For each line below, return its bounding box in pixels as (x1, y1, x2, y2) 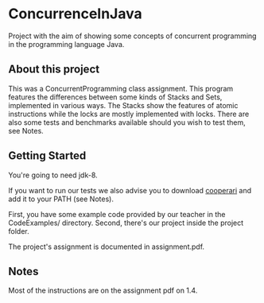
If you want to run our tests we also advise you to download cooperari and (8, 185, 252, 195)
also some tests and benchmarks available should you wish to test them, (8, 117, 246, 127)
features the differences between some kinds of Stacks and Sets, (8, 92, 223, 102)
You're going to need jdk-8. (8, 170, 98, 180)
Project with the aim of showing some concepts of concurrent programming (8, 31, 257, 41)
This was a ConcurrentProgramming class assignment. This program (8, 84, 234, 93)
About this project (8, 63, 100, 76)
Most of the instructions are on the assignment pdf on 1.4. (8, 286, 198, 295)
